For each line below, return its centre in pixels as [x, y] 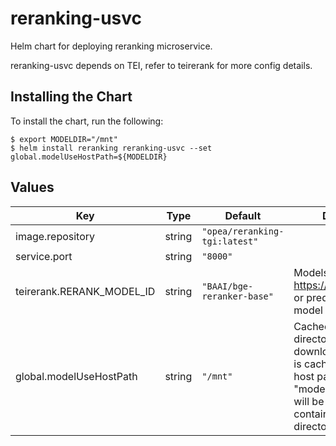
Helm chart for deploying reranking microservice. [111, 46]
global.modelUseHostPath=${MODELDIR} [89, 157]
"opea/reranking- [243, 231]
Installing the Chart [71, 97]
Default [243, 215]
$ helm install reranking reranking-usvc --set [111, 148]
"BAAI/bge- [227, 286]
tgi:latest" [230, 241]
